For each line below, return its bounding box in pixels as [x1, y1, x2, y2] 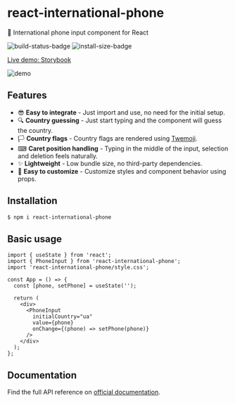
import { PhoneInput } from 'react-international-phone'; [7, 258, 181, 265]
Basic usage [7, 233, 62, 245]
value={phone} [32, 319, 74, 326]
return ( [13, 295, 39, 302]
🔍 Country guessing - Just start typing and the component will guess [17, 116, 222, 124]
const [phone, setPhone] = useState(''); [13, 283, 137, 290]
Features [7, 89, 47, 101]
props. [17, 174, 37, 183]
